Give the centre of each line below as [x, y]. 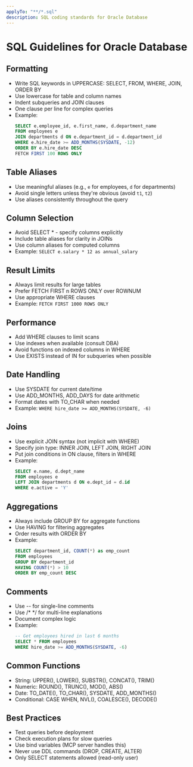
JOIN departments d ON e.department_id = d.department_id [88, 137]
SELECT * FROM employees [46, 642]
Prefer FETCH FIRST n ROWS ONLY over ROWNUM [78, 291]
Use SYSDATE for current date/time [58, 389]
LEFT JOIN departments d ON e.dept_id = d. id [72, 482]
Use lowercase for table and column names [68, 96]
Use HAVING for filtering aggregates [59, 527]
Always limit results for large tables [58, 285]
